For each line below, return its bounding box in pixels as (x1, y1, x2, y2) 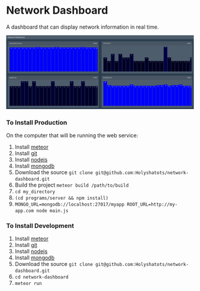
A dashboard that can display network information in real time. (6, 23, 159, 30)
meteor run (14, 281, 42, 287)
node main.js (36, 208, 68, 214)
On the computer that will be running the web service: (6, 132, 139, 139)
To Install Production (6, 118, 67, 126)
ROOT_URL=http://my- (127, 202, 178, 208)
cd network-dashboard (14, 274, 68, 280)
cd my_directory (14, 189, 55, 195)
